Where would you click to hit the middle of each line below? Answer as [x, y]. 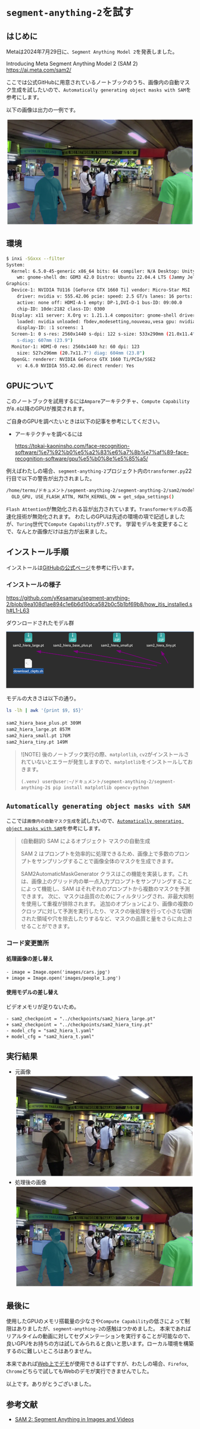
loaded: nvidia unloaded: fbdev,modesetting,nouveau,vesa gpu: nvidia [106, 321]
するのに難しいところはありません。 [51, 1351]
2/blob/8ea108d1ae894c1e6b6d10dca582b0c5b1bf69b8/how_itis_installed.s [99, 605]
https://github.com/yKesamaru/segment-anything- [68, 598]
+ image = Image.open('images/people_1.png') [63, 978]
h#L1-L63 [18, 611]
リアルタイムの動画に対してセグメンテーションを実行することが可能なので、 [100, 1336]
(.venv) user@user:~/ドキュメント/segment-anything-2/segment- [98, 781]
